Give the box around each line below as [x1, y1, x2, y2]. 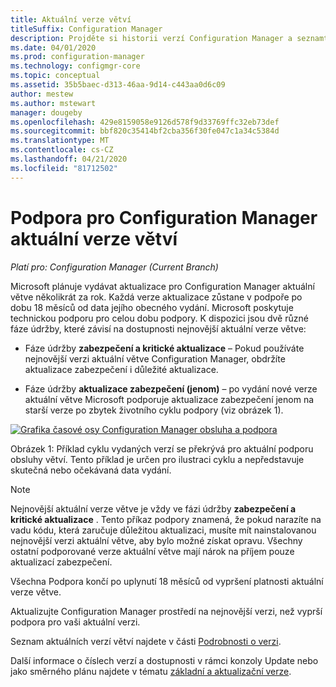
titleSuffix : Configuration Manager [10, 24, 163, 34]
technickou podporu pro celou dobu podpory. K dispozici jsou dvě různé [10, 312, 309, 324]
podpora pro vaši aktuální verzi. [10, 616, 141, 628]
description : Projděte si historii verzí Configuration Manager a [10, 33, 293, 43]
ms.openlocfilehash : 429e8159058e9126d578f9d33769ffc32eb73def [10, 117, 280, 127]
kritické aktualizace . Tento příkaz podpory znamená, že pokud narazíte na [10, 513, 322, 525]
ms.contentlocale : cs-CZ [10, 145, 114, 155]
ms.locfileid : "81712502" [10, 163, 118, 173]
